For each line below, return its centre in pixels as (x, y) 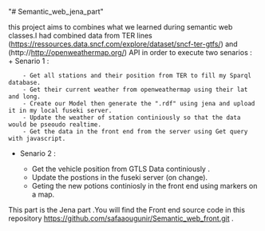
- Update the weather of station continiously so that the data (132, 117)
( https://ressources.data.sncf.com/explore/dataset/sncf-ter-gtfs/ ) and (123, 44)
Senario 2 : (38, 153)
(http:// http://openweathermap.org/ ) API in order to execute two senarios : (131, 52)
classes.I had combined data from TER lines (81, 36)
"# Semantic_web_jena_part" (56, 12)
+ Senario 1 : (29, 61)
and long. (25, 97)
